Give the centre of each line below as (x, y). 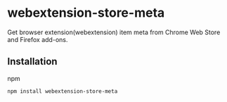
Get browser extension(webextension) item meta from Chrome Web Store (114, 32)
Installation (32, 62)
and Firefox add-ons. (38, 39)
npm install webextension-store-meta (63, 91)
